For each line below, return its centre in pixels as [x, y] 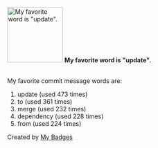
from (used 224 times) [49, 123]
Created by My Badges [40, 137]
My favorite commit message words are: [65, 81]
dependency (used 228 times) [60, 116]
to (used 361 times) [45, 102]
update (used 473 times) [52, 94]
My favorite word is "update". [108, 60]
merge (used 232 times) [52, 109]
